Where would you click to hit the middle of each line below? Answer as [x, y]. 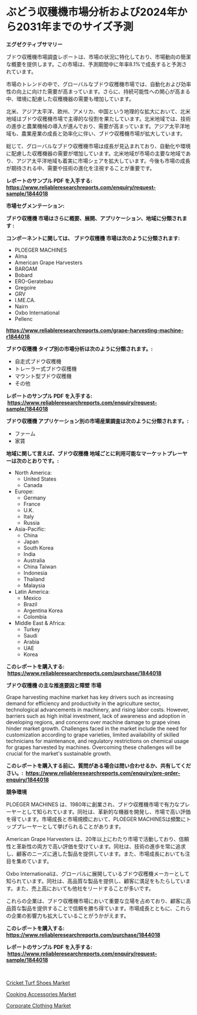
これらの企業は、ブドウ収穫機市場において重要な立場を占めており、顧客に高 [98, 901]
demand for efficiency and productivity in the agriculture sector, [84, 703]
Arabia [31, 642]
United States [40, 479]
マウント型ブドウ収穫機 [43, 376]
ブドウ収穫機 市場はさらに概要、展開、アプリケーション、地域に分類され [94, 218]
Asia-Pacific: [30, 529]
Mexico [32, 598]
